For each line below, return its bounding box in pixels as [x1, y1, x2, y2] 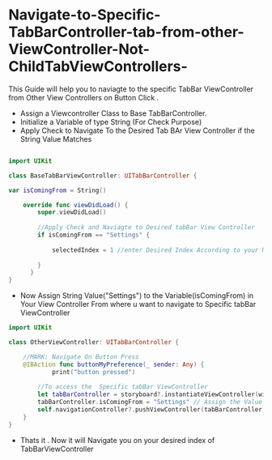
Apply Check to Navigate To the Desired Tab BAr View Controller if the [19, 126, 255, 135]
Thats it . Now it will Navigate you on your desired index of [19, 435, 215, 445]
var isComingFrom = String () [8, 186, 107, 194]
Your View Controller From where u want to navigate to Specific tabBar [19, 300, 257, 309]
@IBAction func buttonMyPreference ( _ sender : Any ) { [23, 360, 205, 368]
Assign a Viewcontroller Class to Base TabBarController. [19, 108, 207, 118]
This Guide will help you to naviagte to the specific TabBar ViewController [8, 83, 253, 94]
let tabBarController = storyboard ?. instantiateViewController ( [37, 390, 259, 398]
